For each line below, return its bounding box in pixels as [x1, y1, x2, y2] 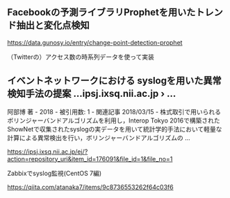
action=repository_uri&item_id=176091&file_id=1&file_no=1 [7, 154, 173, 163]
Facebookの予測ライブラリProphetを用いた [7, 6, 196, 19]
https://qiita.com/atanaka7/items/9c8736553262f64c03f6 [7, 183, 174, 191]
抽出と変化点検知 [16, 19, 90, 31]
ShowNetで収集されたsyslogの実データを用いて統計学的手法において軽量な [7, 125, 222, 133]
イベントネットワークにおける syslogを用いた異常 [7, 75, 222, 87]
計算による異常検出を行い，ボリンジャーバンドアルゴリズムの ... [7, 134, 191, 142]
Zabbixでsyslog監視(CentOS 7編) [7, 169, 102, 177]
